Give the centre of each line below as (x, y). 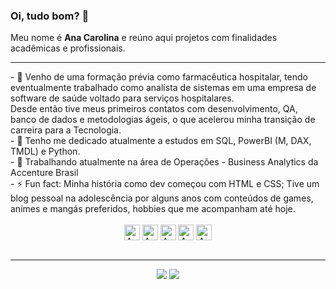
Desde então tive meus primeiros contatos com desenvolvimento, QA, (154, 109)
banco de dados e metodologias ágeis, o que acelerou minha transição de (163, 120)
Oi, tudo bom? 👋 (50, 16)
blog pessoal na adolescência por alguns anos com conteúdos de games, (162, 198)
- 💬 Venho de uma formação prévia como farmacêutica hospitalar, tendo (159, 77)
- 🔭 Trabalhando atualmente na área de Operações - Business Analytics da (164, 162)
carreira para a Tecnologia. (66, 130)
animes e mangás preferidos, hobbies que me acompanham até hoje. (153, 209)
